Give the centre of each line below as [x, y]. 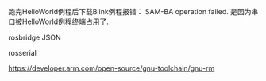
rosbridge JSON [35, 37]
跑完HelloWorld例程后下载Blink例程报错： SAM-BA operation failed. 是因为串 [133, 12]
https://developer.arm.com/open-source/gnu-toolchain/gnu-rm [112, 68]
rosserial [23, 53]
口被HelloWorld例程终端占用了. [58, 21]
